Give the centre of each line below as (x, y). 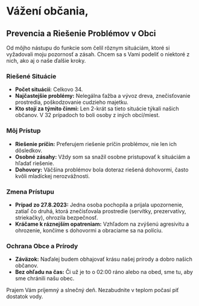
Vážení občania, (47, 11)
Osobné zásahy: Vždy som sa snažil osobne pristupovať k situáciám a (103, 157)
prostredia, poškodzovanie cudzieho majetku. (71, 102)
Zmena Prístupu (30, 191)
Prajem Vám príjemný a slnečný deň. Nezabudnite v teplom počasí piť (93, 290)
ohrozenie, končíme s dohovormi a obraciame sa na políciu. (89, 230)
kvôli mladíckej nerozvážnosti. (52, 176)
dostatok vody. (25, 296)
